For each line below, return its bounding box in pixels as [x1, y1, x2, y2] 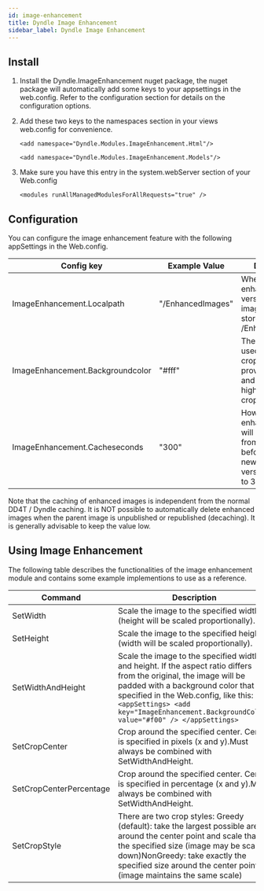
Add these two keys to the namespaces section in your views [19, 116, 218, 126]
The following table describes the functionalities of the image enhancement [8, 565, 253, 574]
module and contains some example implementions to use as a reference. [8, 573, 247, 583]
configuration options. [19, 101, 92, 111]
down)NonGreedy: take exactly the [117, 850, 247, 861]
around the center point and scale [117, 830, 243, 841]
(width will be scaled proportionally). [117, 638, 253, 649]
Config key [60, 260, 103, 271]
